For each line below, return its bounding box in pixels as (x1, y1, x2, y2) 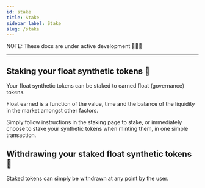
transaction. (6, 131, 37, 139)
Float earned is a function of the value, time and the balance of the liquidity (6, 100, 195, 108)
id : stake (6, 9, 32, 15)
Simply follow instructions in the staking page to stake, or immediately (6, 119, 182, 126)
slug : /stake (6, 26, 40, 32)
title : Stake (6, 15, 40, 21)
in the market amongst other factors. (6, 107, 99, 114)
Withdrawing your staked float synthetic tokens (6, 149, 192, 159)
